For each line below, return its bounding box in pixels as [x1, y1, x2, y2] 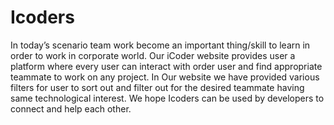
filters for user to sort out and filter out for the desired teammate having [10, 81, 305, 93]
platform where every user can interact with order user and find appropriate [10, 60, 323, 72]
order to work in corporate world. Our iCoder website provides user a [10, 49, 296, 61]
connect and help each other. [10, 102, 132, 115]
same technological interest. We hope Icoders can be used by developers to [10, 92, 325, 104]
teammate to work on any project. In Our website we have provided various [10, 71, 320, 83]
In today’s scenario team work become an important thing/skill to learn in [10, 39, 311, 51]
